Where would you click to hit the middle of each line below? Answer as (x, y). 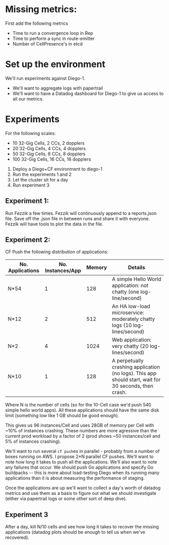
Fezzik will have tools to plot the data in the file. (54, 224)
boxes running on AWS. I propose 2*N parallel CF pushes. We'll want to (79, 457)
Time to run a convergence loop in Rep (53, 33)
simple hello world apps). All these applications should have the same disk (82, 410)
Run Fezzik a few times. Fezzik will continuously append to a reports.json (81, 213)
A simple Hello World (137, 279)
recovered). (17, 537)
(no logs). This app (134, 374)
